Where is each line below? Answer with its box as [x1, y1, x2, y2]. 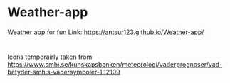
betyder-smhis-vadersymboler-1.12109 [7, 68, 121, 77]
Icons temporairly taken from [7, 52, 93, 61]
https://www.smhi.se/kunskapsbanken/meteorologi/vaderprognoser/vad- [7, 60, 223, 69]
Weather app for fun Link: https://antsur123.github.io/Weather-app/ [7, 28, 204, 36]
